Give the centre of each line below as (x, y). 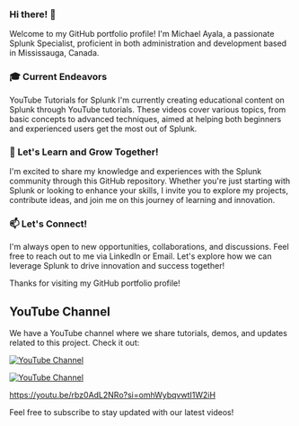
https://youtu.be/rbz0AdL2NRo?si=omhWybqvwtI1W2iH (113, 395)
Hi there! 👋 (33, 14)
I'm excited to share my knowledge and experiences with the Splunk (136, 171)
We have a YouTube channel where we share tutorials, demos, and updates (148, 333)
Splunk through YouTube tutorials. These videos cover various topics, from (148, 109)
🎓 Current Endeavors (58, 77)
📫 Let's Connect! (48, 224)
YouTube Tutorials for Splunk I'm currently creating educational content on (147, 100)
